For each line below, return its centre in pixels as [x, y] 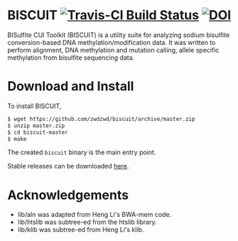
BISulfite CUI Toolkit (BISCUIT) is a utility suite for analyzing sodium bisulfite [119, 35]
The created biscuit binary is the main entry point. [82, 152]
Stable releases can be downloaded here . [68, 166]
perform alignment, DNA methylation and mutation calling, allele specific [113, 50]
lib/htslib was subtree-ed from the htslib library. [87, 222]
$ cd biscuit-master [38, 132]
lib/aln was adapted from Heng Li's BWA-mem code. [94, 215]
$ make [17, 139]
